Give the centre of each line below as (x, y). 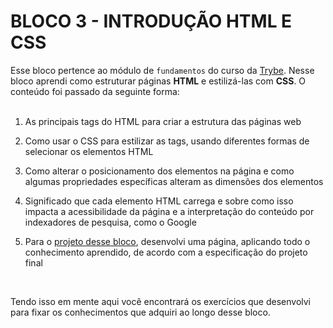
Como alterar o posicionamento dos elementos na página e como (159, 171)
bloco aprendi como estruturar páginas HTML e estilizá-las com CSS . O (158, 81)
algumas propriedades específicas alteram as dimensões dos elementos (174, 181)
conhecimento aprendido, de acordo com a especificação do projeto (166, 252)
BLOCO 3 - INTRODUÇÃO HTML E (151, 21)
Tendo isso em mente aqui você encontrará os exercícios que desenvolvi (160, 301)
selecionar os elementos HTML (89, 151)
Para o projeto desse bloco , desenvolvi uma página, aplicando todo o (167, 241)
